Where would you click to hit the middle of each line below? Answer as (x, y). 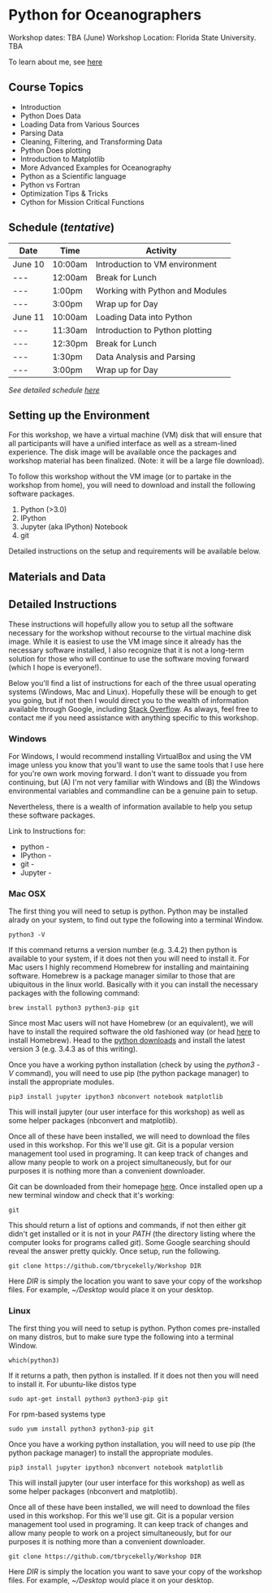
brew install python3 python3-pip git (74, 1008)
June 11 (28, 317)
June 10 (28, 264)
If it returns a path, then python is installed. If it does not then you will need (134, 1376)
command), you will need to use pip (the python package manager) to (132, 1074)
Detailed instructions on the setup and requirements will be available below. (135, 551)
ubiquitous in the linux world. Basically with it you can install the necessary (133, 984)
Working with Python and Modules (162, 290)
